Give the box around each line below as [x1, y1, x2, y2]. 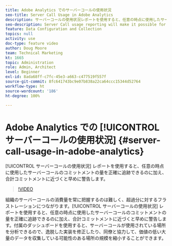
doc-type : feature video [5, 41, 58, 46]
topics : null [5, 31, 33, 36]
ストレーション [5, 203, 37, 209]
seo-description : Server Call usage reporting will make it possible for [5, 22, 166, 27]
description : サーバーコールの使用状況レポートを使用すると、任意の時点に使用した [5, 17, 161, 22]
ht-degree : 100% [5, 93, 40, 98]
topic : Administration [5, 60, 54, 65]
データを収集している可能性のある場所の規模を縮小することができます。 [14, 235, 166, 241]
